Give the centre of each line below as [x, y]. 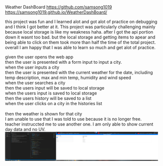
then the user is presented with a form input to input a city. [64, 62]
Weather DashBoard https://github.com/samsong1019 [59, 7]
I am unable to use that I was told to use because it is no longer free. [73, 119]
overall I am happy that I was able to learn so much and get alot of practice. [80, 47]
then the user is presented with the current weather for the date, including [79, 72]
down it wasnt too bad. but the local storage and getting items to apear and [80, 37]
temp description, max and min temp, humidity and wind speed [68, 78]
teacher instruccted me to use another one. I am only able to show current [79, 124]
